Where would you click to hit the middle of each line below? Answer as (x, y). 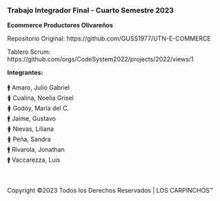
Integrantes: (25, 73)
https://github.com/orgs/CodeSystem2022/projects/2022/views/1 (101, 59)
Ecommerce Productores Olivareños (60, 25)
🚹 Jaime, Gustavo (32, 118)
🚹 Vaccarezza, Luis (34, 160)
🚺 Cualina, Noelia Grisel (40, 98)
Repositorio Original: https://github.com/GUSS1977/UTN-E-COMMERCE (109, 39)
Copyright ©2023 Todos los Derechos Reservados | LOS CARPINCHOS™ (110, 191)
